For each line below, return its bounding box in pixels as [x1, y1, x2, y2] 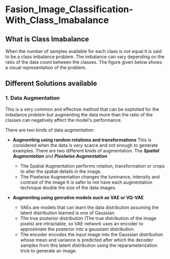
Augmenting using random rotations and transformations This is [12, 137, 152, 143]
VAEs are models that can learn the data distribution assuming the [20, 204, 159, 210]
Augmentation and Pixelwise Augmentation [12, 153, 107, 159]
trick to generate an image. [20, 247, 77, 253]
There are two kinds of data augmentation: [5, 126, 95, 133]
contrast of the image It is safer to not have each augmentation [20, 179, 153, 185]
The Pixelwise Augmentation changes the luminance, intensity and [20, 173, 160, 179]
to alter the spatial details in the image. [20, 168, 102, 174]
